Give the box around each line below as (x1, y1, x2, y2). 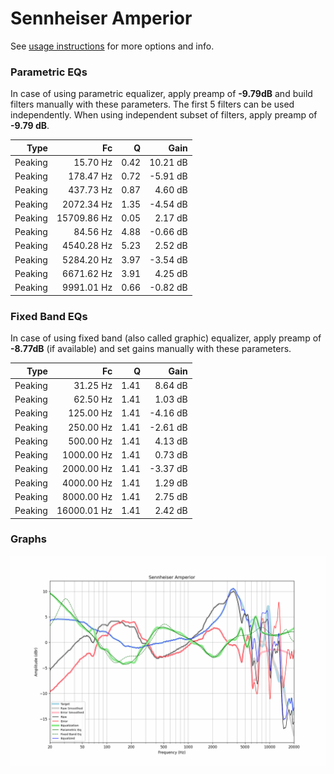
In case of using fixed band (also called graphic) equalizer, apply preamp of (10, 332, 322, 344)
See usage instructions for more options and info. (10, 40, 215, 52)
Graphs (10, 532, 47, 546)
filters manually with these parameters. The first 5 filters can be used (10, 98, 295, 111)
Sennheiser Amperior (10, 7, 193, 30)
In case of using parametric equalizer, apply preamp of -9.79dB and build (10, 88, 313, 100)
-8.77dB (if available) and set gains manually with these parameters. (10, 343, 292, 355)
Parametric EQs (10, 65, 88, 79)
